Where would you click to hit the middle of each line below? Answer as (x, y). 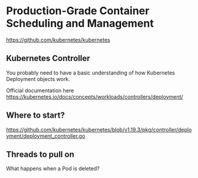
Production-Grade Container (78, 11)
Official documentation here (40, 90)
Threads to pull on (40, 154)
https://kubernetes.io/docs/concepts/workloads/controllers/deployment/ (95, 96)
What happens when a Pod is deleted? (53, 169)
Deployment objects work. (38, 79)
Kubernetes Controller (48, 58)
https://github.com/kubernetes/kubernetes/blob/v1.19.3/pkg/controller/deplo (99, 130)
